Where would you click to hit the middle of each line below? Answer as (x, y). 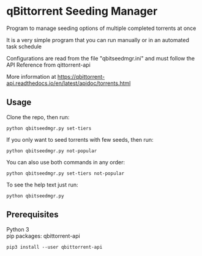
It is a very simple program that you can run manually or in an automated (98, 40)
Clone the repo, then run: (38, 117)
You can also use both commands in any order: (66, 162)
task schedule (24, 46)
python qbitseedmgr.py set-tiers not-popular (65, 173)
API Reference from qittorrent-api (48, 65)
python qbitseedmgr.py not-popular (52, 151)
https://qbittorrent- (81, 76)
